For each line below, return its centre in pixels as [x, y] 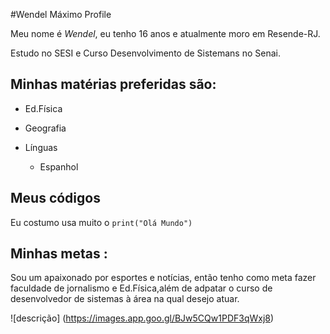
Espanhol [59, 166]
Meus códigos [55, 198]
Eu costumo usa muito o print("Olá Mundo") [101, 222]
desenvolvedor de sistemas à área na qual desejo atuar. [125, 299]
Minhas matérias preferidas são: [113, 84]
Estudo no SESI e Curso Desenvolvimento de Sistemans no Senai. [145, 53]
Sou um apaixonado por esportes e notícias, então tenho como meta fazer [163, 278]
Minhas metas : [59, 254]
